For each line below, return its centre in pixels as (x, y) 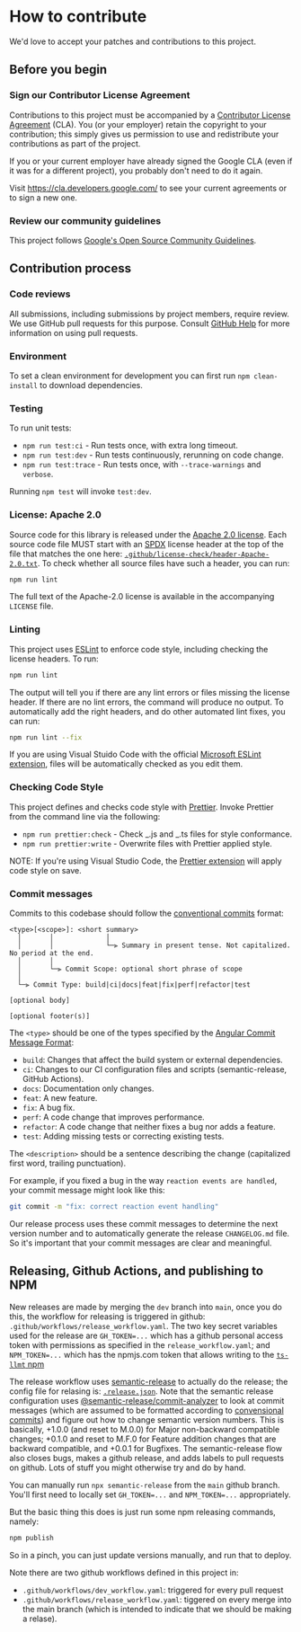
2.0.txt (24, 563)
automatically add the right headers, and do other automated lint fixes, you (147, 711)
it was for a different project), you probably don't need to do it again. (136, 170)
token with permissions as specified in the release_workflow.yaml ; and (140, 1344)
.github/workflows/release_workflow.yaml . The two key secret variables (144, 1326)
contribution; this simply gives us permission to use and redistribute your (144, 134)
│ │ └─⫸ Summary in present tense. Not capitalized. (154, 945)
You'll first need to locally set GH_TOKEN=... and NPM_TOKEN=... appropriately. (150, 1495)
